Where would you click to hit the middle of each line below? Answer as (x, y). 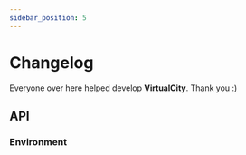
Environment (38, 141)
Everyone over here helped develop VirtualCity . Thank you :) (123, 88)
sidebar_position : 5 (48, 18)
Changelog (52, 62)
